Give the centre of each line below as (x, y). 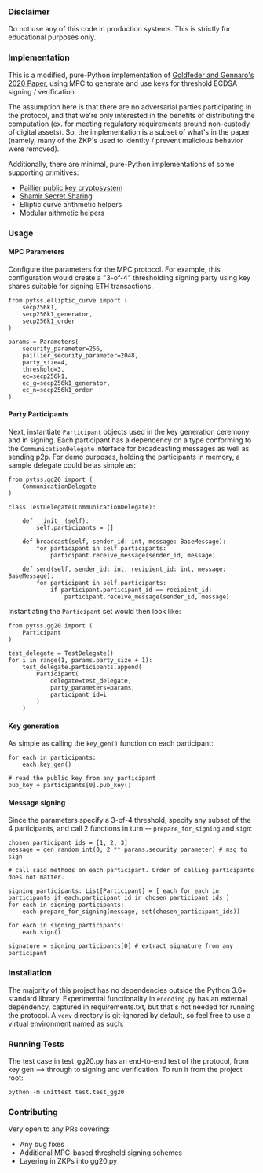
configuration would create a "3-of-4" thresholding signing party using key (130, 277)
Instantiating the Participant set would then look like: (95, 611)
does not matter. (37, 877)
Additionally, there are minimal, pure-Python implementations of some (121, 164)
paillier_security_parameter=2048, (80, 355)
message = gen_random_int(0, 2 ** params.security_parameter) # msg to (128, 850)
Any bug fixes (42, 1145)
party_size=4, (45, 362)
